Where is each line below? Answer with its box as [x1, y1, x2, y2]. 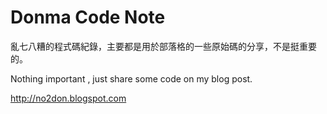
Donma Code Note [10, 6, 166, 29]
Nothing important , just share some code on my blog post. [10, 72, 253, 85]
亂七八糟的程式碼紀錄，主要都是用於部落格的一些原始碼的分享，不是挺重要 [10, 40, 317, 52]
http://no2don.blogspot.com [10, 92, 127, 104]
